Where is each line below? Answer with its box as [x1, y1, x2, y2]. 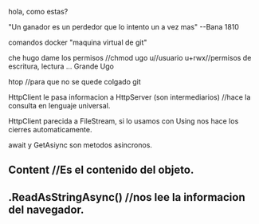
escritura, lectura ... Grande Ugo [8, 61, 114, 71]
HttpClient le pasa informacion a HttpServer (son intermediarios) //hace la [8, 92, 251, 102]
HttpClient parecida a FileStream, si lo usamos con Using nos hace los [8, 116, 239, 126]
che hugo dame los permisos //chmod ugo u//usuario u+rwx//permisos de [8, 53, 252, 62]
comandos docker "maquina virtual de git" [8, 37, 147, 47]
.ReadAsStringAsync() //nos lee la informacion [8, 191, 245, 204]
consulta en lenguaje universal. [8, 101, 111, 110]
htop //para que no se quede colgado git [8, 77, 141, 86]
